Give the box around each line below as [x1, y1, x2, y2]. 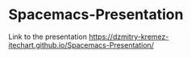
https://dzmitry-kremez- [88, 32, 169, 41]
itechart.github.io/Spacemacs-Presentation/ [8, 40, 155, 49]
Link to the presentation [8, 32, 87, 41]
